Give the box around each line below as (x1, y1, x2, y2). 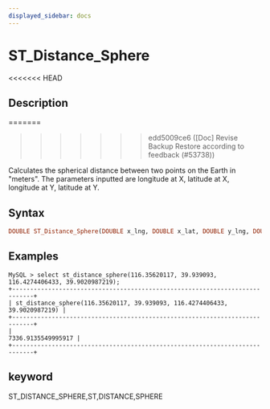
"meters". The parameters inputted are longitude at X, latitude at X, (8, 174, 230, 184)
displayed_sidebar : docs (8, 11, 92, 20)
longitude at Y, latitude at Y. (8, 182, 100, 193)
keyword (8, 370, 54, 384)
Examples (8, 250, 59, 264)
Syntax (8, 206, 45, 219)
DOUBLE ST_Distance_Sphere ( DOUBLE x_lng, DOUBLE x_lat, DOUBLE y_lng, (8, 227, 250, 235)
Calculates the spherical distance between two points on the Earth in (8, 166, 236, 175)
